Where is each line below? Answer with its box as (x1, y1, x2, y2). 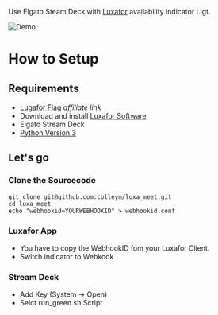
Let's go (8, 151, 49, 165)
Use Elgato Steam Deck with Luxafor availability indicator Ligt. (8, 7, 211, 16)
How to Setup (8, 50, 99, 68)
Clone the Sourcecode (8, 175, 97, 186)
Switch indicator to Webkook (19, 251, 114, 261)
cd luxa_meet (8, 200, 52, 208)
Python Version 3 (19, 128, 77, 138)
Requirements (8, 81, 79, 95)
